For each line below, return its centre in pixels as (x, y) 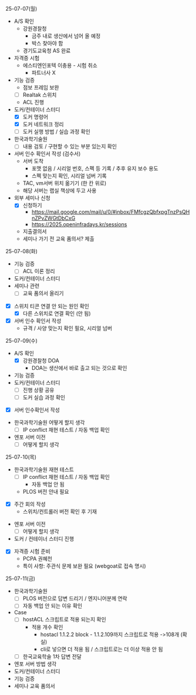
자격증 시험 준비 (32, 551)
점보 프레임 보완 (41, 87)
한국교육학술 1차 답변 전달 (52, 656)
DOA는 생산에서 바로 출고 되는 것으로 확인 (79, 368)
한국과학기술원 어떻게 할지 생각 (49, 422)
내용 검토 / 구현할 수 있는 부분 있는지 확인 (70, 147)
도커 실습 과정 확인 (44, 397)
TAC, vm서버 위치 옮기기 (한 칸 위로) (65, 183)
